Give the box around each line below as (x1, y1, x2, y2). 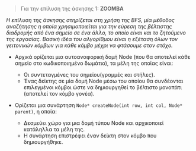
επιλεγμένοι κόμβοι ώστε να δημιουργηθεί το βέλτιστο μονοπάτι (23, 84, 182, 91)
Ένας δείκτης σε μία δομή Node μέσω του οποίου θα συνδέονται (23, 77, 184, 84)
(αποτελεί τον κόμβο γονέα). (23, 90, 95, 97)
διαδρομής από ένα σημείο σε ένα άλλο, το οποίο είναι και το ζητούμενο (6, 29, 187, 36)
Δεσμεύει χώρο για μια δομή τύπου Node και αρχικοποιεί (23, 119, 164, 127)
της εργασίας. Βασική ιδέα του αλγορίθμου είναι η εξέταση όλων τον (6, 36, 178, 42)
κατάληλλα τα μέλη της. (23, 126, 85, 133)
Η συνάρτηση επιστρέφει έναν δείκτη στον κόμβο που (23, 132, 157, 139)
